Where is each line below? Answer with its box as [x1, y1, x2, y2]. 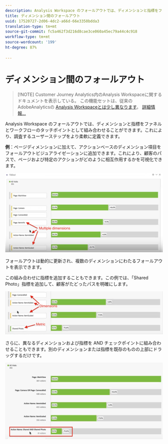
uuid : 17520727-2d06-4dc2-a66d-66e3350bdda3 [5, 18, 99, 23]
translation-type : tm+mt [5, 24, 57, 29]
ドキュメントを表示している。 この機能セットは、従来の [17, 97, 133, 103]
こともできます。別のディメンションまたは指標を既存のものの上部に [13, 346, 153, 352]
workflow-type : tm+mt [5, 34, 50, 39]
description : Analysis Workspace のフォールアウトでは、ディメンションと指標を [5, 8, 158, 13]
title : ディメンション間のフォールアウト [5, 13, 80, 18]
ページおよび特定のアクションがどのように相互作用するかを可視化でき [18, 156, 162, 162]
